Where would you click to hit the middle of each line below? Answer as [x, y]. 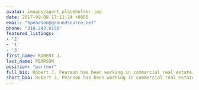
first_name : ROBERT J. [34, 56]
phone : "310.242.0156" [34, 28]
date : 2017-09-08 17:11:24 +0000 [47, 17]
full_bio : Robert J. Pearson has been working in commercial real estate [99, 72]
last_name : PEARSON [30, 61]
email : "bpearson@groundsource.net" [51, 22]
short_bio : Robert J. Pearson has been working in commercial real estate [100, 78]
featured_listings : [30, 34]
